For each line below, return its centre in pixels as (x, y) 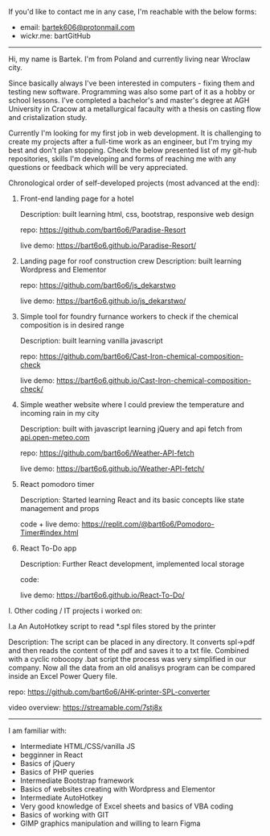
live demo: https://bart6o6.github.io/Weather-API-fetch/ (112, 468)
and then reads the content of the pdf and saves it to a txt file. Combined (129, 651)
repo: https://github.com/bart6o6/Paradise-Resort (103, 230)
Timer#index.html (49, 532)
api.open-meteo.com (55, 437)
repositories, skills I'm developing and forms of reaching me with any (123, 159)
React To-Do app (48, 548)
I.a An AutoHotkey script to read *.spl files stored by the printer (112, 626)
